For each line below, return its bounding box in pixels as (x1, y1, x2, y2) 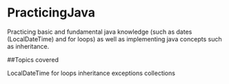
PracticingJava (7, 5, 95, 21)
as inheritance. (7, 42, 50, 50)
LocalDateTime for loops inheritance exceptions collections (7, 69, 176, 77)
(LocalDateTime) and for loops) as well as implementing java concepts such (7, 34, 222, 43)
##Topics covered (7, 55, 59, 63)
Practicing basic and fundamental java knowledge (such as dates (7, 28, 192, 36)
